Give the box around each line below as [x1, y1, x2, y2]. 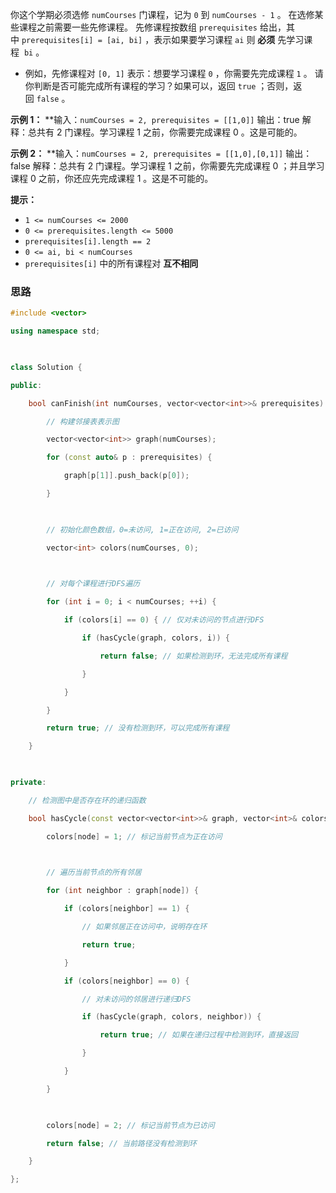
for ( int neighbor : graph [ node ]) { [46, 886, 199, 896]
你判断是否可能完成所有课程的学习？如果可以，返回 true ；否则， [24, 80, 294, 92]
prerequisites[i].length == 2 [24, 237, 152, 247]
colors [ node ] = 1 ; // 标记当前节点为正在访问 [46, 831, 223, 842]
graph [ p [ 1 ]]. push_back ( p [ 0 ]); [63, 471, 190, 481]
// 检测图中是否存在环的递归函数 [28, 795, 147, 805]
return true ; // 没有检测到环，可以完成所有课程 [46, 723, 230, 733]
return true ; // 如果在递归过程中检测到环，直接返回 [99, 1030, 298, 1040]
